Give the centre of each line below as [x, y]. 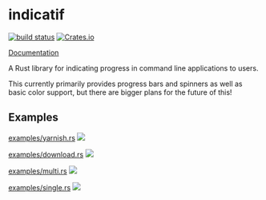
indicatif [37, 15]
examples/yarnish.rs [42, 137]
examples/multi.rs [38, 171]
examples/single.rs [40, 187]
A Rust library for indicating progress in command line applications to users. [133, 68]
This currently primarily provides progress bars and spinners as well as [125, 84]
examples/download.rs [46, 154]
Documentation [34, 52]
